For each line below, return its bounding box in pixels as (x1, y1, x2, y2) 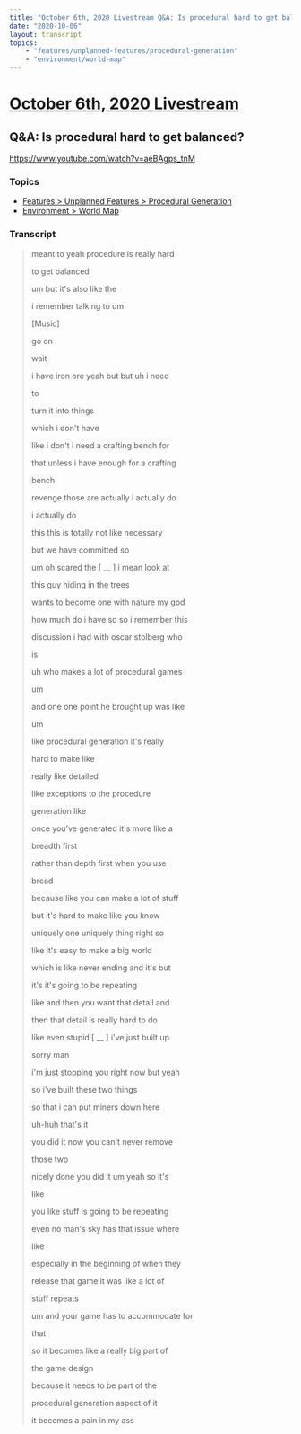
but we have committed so (30, 544, 130, 555)
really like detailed (30, 770, 99, 782)
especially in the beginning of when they (30, 1258, 182, 1269)
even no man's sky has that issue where (30, 1223, 180, 1234)
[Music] (30, 318, 60, 329)
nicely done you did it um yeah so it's (30, 1171, 169, 1182)
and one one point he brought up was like (30, 701, 185, 712)
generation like (30, 805, 87, 816)
